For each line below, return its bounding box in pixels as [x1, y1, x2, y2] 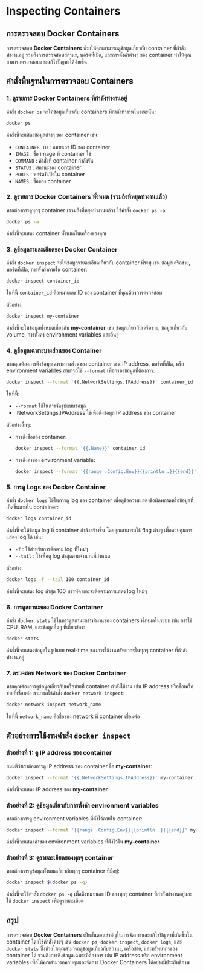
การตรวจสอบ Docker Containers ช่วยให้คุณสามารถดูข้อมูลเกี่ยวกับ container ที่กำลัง [6, 44, 186, 52]
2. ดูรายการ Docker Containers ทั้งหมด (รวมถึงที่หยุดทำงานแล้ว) [6, 193, 167, 201]
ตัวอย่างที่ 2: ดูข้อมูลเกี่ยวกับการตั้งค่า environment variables [6, 801, 159, 809]
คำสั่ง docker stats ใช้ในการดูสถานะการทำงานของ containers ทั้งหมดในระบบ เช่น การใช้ [6, 617, 193, 624]
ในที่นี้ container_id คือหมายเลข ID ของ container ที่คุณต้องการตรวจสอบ [6, 289, 163, 296]
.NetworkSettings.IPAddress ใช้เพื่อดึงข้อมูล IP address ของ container [14, 409, 176, 416]
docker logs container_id [6, 515, 71, 521]
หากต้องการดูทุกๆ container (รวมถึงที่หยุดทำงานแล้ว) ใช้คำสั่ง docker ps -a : [6, 206, 167, 213]
